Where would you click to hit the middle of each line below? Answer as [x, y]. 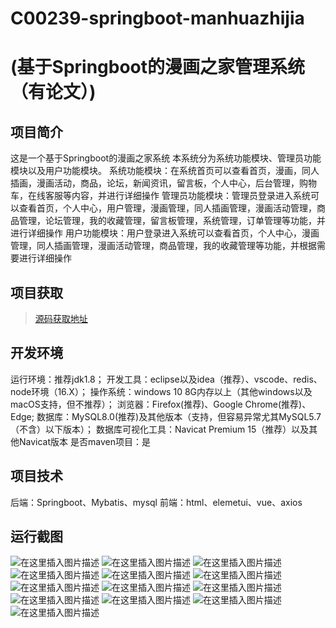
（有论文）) [53, 92]
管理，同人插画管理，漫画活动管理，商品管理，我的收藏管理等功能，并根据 [163, 246]
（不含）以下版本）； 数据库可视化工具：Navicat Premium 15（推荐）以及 [160, 429]
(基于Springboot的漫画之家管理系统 [158, 67]
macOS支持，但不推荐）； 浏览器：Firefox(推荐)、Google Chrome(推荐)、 [161, 404]
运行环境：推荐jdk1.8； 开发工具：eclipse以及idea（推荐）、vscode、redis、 [166, 379]
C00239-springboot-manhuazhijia [157, 18]
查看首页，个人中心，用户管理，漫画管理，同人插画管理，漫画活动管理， [167, 208]
